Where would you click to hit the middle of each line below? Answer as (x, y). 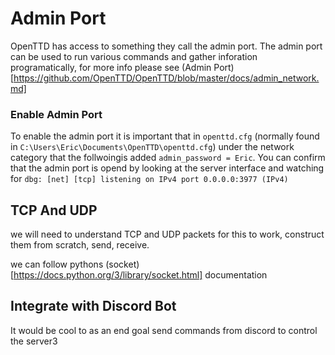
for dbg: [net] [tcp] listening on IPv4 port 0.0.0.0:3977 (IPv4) (149, 179)
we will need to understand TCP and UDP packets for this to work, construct (167, 234)
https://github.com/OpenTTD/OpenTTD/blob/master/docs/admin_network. (166, 78)
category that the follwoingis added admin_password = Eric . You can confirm (168, 158)
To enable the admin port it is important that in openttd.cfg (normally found (165, 136)
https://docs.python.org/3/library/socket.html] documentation (140, 275)
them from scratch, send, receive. (80, 245)
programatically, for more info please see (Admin (111, 67)
